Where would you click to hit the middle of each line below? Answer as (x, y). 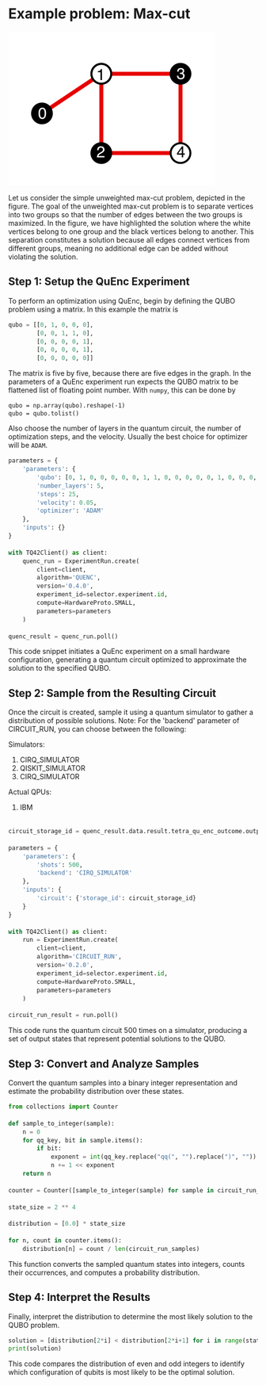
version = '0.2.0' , (65, 965)
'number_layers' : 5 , (70, 486)
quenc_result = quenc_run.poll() (63, 636)
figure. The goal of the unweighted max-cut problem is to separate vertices (131, 206)
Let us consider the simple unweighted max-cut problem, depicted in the (127, 197)
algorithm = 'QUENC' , (69, 578)
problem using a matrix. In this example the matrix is (93, 309)
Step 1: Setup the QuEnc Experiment (99, 282)
